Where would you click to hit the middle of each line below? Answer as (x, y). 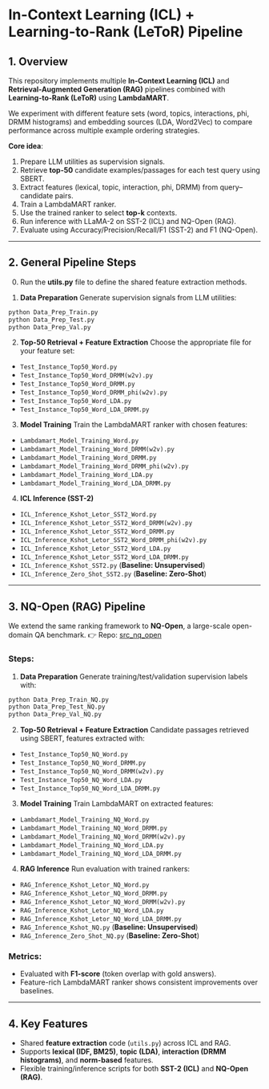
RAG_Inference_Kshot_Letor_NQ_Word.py (84, 885)
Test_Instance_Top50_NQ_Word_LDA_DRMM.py (90, 789)
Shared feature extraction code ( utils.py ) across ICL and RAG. (125, 1043)
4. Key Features (48, 1024)
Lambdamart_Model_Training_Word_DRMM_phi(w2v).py (104, 467)
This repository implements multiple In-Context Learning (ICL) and (119, 81)
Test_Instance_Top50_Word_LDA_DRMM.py (84, 410)
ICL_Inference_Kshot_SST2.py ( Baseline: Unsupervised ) (112, 565)
